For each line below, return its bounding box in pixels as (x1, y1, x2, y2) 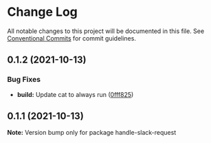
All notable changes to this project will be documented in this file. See (7, 27, 205, 35)
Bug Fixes (7, 75, 41, 85)
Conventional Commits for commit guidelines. (7, 34, 136, 42)
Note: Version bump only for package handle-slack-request (7, 129, 177, 137)
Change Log (7, 4, 78, 20)
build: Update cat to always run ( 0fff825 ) (16, 90, 134, 98)
